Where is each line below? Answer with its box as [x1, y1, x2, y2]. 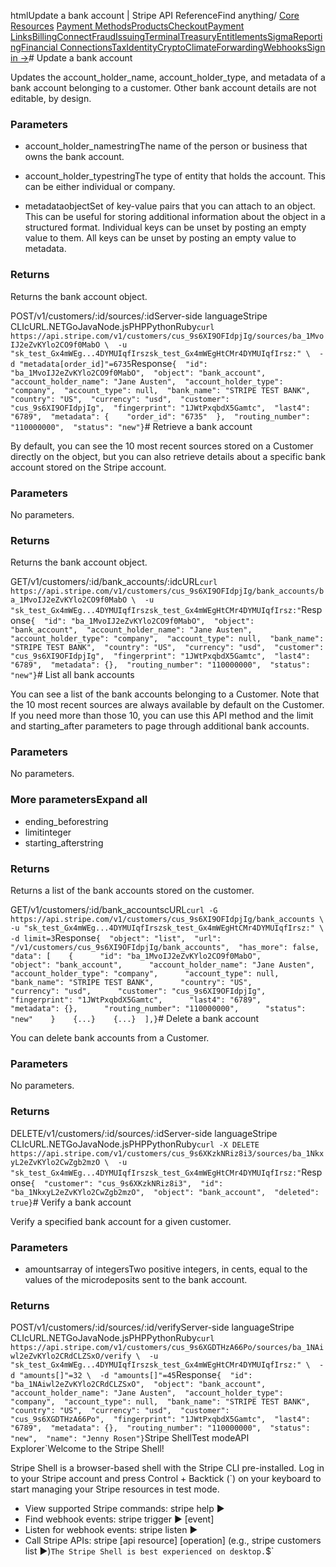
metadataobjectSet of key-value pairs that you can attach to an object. [24, 200, 316, 212]
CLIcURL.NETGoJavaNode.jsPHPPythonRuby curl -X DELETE [10, 1138, 260, 1150]
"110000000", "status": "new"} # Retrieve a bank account [10, 420, 253, 432]
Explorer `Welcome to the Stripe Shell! [10, 1443, 165, 1455]
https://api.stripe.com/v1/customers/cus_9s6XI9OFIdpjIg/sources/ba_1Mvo [10, 331, 325, 341]
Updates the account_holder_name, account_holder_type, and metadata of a [10, 71, 326, 83]
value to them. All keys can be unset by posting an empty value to [24, 232, 297, 244]
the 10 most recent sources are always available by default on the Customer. [10, 699, 325, 711]
